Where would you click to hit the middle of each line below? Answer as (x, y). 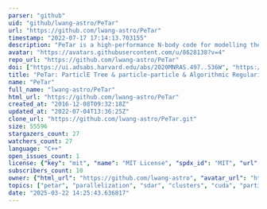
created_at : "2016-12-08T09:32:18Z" (69, 104)
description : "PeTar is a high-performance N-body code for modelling (128, 45)
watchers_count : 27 (41, 141)
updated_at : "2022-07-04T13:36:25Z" (69, 112)
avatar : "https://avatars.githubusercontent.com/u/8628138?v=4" (117, 52)
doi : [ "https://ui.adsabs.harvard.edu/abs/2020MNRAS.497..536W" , (118, 68)
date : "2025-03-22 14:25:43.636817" (69, 193)
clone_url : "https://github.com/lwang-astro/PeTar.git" (103, 119)
